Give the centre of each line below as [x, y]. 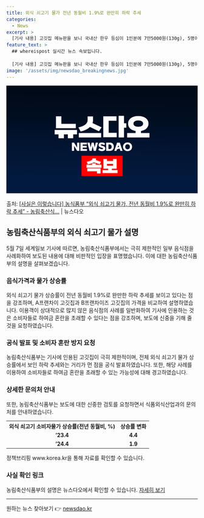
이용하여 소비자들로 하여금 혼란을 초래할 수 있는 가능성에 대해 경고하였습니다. [97, 373]
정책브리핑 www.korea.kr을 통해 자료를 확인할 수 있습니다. [75, 458]
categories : [21, 19]
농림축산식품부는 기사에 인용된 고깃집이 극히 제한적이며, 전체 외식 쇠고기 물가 [97, 357]
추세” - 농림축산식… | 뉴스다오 [48, 211]
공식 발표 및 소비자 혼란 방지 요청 [51, 343]
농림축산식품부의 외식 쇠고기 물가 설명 [73, 232]
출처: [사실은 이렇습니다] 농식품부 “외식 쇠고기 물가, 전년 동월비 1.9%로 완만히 [98, 204]
